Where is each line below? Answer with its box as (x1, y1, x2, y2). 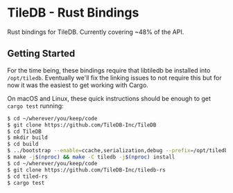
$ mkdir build (7, 134, 49, 141)
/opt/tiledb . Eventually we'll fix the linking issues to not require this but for (7, 73, 222, 82)
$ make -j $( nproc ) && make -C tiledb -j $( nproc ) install (7, 154, 175, 160)
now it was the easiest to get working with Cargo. (7, 81, 149, 89)
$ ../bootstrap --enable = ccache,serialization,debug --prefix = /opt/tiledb (7, 147, 228, 154)
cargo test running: (7, 102, 64, 110)
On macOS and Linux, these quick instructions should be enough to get (7, 94, 212, 102)
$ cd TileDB (7, 128, 42, 135)
